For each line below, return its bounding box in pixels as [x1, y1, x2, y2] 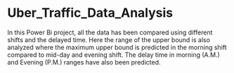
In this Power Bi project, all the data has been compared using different [7, 28, 213, 36]
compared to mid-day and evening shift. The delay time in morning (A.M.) [7, 51, 220, 59]
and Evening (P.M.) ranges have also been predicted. [7, 58, 161, 66]
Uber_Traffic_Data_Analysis [7, 5, 174, 21]
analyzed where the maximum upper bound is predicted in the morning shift [7, 43, 227, 51]
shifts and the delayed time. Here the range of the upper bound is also [7, 35, 211, 44]
